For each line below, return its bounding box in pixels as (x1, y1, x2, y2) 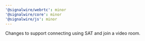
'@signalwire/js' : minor (5, 16, 57, 21)
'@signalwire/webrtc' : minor (5, 7, 66, 12)
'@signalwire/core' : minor (5, 12, 62, 17)
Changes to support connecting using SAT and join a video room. (5, 30, 141, 36)
